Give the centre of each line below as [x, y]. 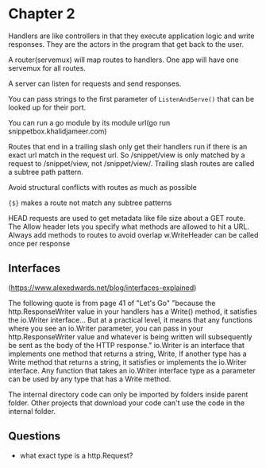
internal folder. [32, 411]
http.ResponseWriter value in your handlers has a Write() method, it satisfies [133, 311]
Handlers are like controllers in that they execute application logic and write [131, 36]
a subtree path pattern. [46, 172]
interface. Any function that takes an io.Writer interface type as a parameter [132, 370]
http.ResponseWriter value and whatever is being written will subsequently [130, 336]
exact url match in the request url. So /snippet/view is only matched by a [127, 155]
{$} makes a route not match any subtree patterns [90, 203]
